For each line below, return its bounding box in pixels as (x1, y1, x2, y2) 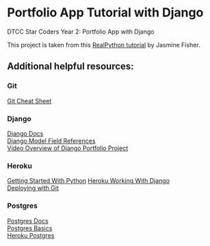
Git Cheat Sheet (7, 97, 52, 105)
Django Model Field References (7, 136, 96, 145)
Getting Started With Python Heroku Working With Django (7, 177, 170, 185)
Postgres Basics (7, 224, 53, 232)
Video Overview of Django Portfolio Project (7, 144, 129, 152)
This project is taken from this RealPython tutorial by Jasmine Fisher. (7, 40, 200, 49)
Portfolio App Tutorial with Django (7, 5, 204, 21)
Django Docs (7, 129, 44, 138)
